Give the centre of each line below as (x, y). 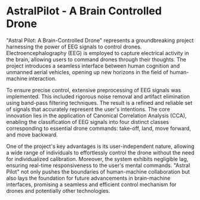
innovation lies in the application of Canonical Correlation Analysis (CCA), (96, 116)
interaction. (43, 78)
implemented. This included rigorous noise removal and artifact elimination (98, 96)
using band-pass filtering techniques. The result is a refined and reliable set (99, 102)
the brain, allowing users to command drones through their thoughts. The (96, 59)
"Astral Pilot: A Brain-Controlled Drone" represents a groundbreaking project (100, 40)
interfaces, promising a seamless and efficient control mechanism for (91, 184)
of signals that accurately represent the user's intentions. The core (88, 109)
